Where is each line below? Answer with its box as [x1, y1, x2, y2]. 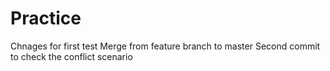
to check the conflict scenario [10, 50, 133, 62]
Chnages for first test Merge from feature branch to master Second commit [10, 40, 321, 52]
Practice [10, 7, 82, 30]
